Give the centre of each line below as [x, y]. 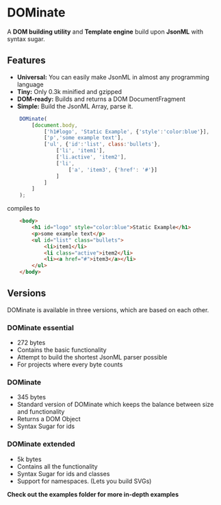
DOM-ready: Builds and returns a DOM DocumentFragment [101, 99]
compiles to [24, 209]
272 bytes [31, 343]
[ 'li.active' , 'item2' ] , [91, 157]
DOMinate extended [41, 444]
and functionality [41, 412]
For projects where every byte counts [70, 364]
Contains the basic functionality [62, 350]
